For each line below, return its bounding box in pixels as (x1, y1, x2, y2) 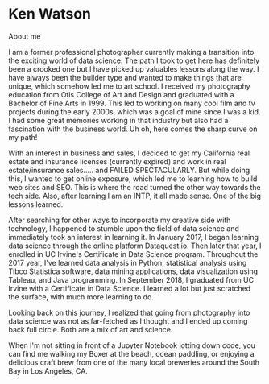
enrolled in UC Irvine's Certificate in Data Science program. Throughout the (8, 249, 259, 258)
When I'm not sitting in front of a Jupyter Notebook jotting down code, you (8, 340, 256, 350)
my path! (8, 132, 38, 142)
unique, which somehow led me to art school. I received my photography (8, 81, 251, 91)
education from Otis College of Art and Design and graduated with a (8, 89, 235, 99)
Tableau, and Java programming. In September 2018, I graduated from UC (8, 275, 255, 284)
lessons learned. (8, 199, 64, 209)
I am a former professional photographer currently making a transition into (8, 47, 255, 56)
